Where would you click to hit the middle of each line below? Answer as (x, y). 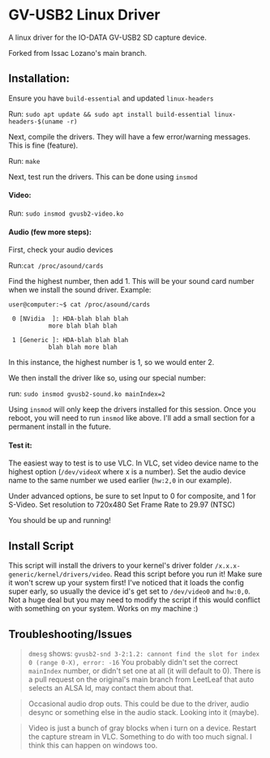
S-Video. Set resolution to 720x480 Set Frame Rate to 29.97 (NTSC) (122, 505)
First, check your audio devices (61, 250)
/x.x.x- (227, 566)
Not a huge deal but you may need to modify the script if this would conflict (135, 600)
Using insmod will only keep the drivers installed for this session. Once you (132, 409)
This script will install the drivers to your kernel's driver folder (111, 566)
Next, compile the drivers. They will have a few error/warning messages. (130, 136)
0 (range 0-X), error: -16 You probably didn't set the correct (133, 662)
